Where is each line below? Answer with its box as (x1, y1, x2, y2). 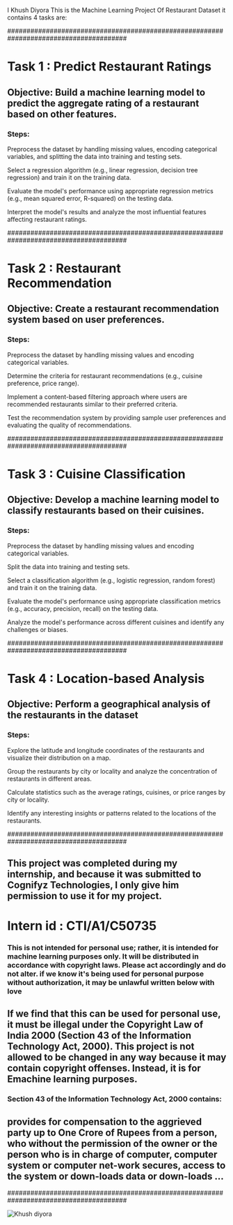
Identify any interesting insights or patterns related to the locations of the (7, 809, 217, 817)
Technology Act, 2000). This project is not (7, 1041, 195, 1053)
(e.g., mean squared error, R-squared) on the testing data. (7, 194, 174, 202)
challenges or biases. (7, 625, 68, 633)
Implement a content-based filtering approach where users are (7, 392, 188, 400)
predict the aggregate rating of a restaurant (7, 97, 200, 109)
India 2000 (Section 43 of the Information (7, 1030, 191, 1042)
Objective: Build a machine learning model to (7, 87, 206, 98)
